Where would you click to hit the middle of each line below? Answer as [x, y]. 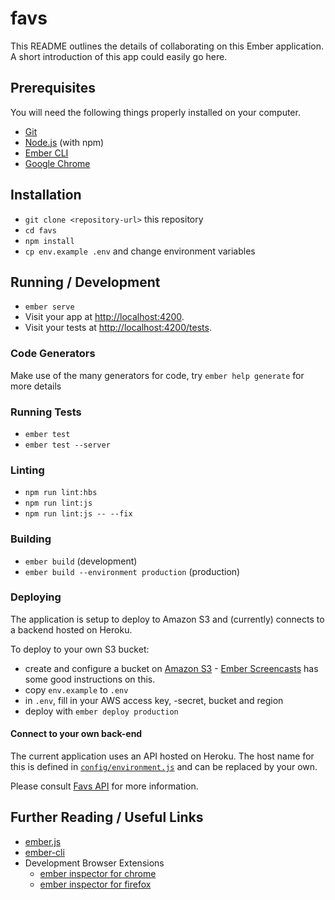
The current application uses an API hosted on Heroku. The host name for [162, 756]
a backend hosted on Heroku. [71, 629]
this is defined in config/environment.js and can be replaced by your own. [164, 767]
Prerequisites [53, 88]
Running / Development [85, 282]
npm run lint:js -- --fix [78, 514]
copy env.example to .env [76, 689]
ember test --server [67, 445]
